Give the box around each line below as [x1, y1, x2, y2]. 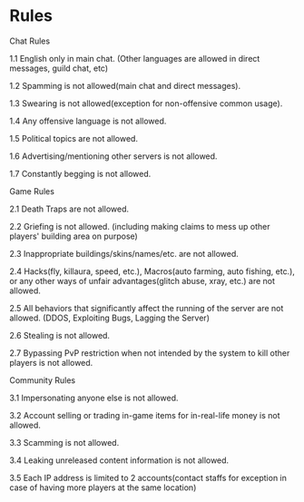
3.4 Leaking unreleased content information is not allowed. [9, 455, 230, 466]
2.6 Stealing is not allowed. [9, 330, 111, 340]
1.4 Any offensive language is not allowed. [9, 115, 167, 126]
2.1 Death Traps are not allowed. [9, 203, 130, 214]
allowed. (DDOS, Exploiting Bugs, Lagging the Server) [9, 312, 211, 323]
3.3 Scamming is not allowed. [9, 437, 120, 448]
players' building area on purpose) [9, 231, 138, 241]
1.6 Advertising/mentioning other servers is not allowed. [9, 151, 218, 162]
